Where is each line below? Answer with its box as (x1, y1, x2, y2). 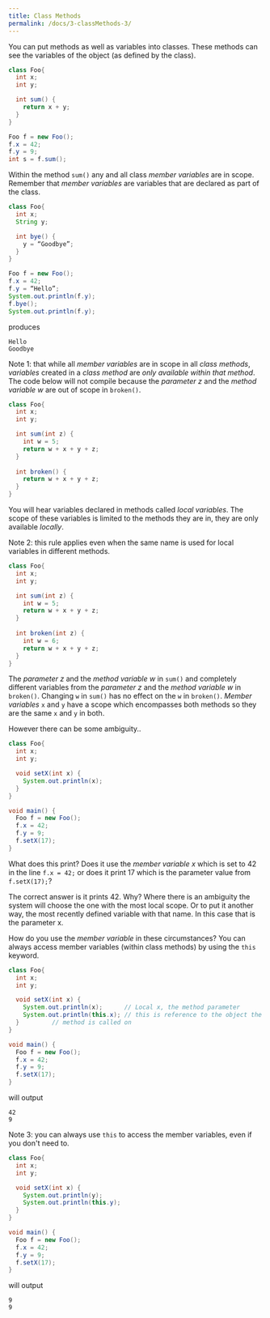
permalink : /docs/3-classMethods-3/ (8, 19, 132, 28)
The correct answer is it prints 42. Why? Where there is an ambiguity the (8, 891, 251, 901)
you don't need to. (8, 1138, 70, 1148)
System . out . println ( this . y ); (23, 1199, 121, 1207)
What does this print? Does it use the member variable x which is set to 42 (8, 859, 257, 869)
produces (8, 321, 40, 332)
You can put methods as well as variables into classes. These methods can (8, 41, 259, 51)
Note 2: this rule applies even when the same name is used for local (8, 538, 234, 547)
